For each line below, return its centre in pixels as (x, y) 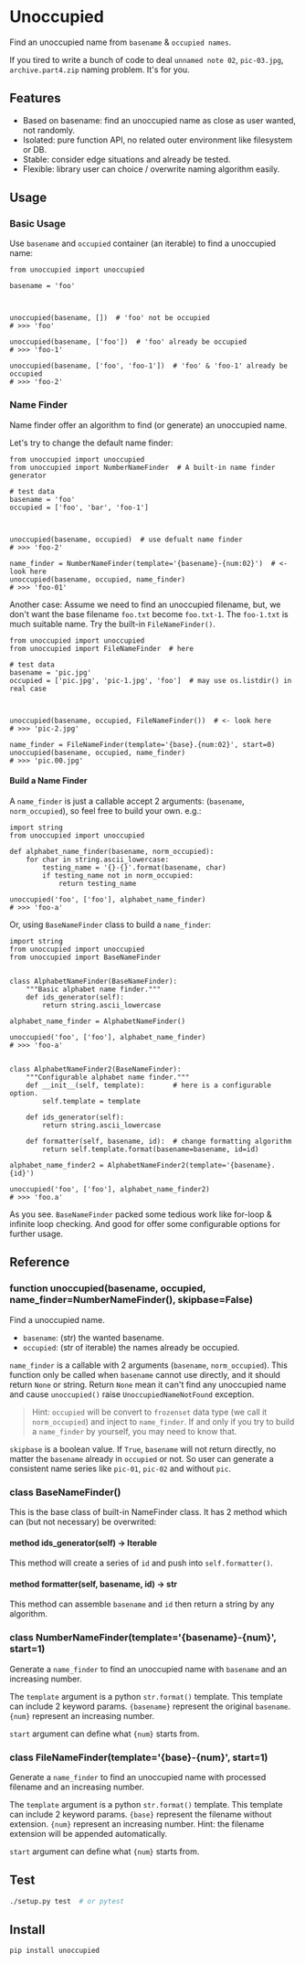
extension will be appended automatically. (89, 1833)
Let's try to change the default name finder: (91, 443)
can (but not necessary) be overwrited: (83, 1521)
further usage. (37, 1233)
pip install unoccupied (55, 1951)
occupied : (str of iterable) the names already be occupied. (131, 1347)
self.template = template (92, 1101)
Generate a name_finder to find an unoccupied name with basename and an (148, 1669)
